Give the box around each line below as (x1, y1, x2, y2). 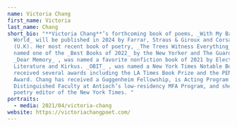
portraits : (7, 96, 39, 103)
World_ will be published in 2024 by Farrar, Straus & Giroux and (13, 37, 213, 44)
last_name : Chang (7, 23, 59, 30)
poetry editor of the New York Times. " (13, 89, 134, 96)
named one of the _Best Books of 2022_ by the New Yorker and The (13, 50, 213, 57)
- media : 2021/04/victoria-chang (13, 102, 112, 109)
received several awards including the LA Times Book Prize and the (13, 69, 219, 76)
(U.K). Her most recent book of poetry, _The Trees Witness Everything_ (13, 43, 232, 50)
